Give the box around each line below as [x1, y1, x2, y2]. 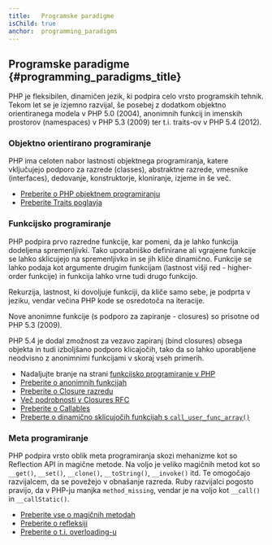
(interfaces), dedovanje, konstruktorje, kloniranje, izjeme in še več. [8, 173, 231, 183]
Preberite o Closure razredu [19, 386, 114, 395]
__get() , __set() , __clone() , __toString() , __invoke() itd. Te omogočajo [8, 469, 251, 478]
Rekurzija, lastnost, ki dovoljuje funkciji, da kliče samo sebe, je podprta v [8, 286, 251, 297]
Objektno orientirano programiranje [8, 137, 152, 149]
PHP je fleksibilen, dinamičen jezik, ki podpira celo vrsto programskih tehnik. [8, 91, 264, 102]
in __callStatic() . [8, 494, 70, 504]
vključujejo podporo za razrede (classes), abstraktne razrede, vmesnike [8, 164, 248, 175]
